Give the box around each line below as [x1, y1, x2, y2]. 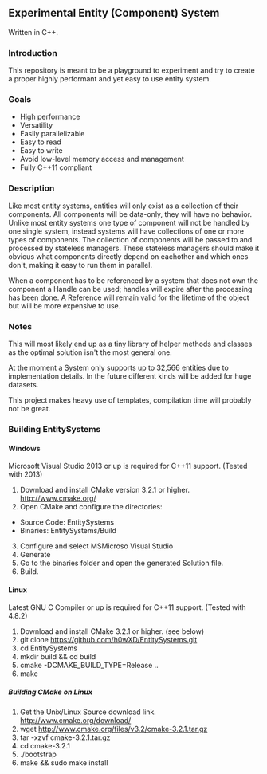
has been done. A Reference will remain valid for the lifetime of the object [8, 293, 249, 302]
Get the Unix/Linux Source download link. [19, 707, 157, 717]
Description [8, 183, 55, 194]
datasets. [8, 380, 39, 389]
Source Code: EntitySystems [19, 517, 114, 527]
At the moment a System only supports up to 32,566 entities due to [8, 363, 229, 372]
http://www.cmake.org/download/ [19, 716, 132, 725]
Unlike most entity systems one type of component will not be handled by [8, 218, 250, 227]
